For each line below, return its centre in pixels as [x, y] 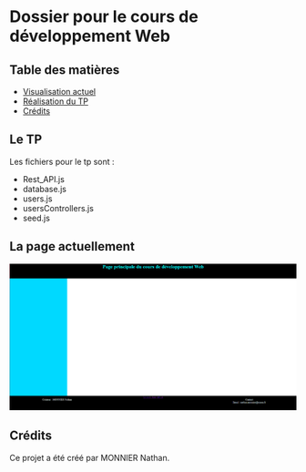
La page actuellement [72, 246]
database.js [44, 189]
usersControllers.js [58, 208]
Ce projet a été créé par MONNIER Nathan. [90, 457]
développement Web [90, 36]
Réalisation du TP [56, 101]
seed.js [36, 218]
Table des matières [65, 70]
